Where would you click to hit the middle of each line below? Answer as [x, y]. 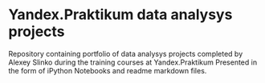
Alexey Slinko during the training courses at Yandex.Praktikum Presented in [133, 62]
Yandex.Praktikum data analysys [120, 15]
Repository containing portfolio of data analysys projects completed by [126, 53]
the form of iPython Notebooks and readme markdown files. [108, 70]
